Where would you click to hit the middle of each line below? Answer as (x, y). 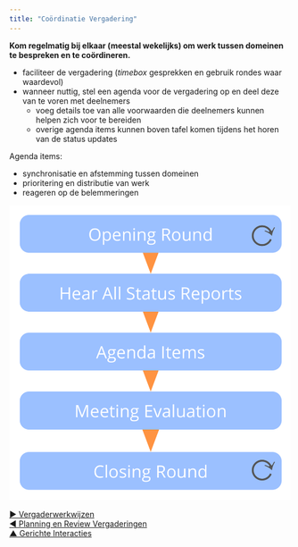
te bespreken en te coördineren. (70, 55)
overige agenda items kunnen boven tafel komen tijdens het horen (157, 129)
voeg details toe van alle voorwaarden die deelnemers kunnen (150, 110)
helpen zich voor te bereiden (88, 120)
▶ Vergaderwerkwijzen (52, 514)
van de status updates (76, 139)
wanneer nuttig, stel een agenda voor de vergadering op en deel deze (150, 91)
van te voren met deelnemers (76, 101)
